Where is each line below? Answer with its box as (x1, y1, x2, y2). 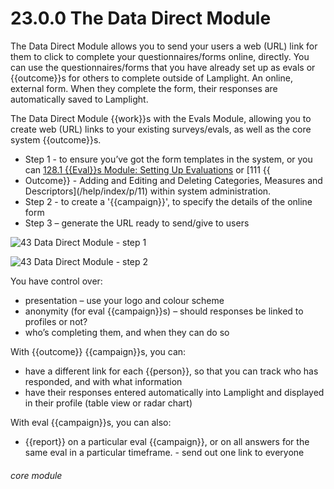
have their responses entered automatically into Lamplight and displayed (24, 386, 325, 398)
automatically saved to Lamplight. (10, 93, 149, 105)
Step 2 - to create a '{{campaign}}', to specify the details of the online (24, 195, 313, 207)
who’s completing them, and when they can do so (24, 326, 230, 338)
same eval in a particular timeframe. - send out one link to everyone (24, 446, 305, 458)
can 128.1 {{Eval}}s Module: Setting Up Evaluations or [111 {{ (24, 163, 271, 176)
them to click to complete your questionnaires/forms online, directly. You (10, 50, 310, 62)
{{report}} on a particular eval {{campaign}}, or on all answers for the (24, 435, 310, 447)
